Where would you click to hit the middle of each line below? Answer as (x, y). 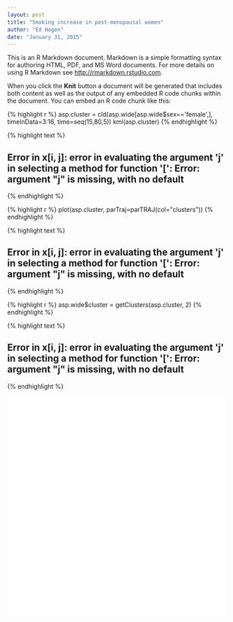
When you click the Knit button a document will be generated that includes (115, 86)
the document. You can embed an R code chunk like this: (89, 101)
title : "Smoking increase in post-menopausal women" (85, 22)
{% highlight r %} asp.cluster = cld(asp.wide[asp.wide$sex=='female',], (110, 115)
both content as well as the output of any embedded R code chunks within (114, 94)
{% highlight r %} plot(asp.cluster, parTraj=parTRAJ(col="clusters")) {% (110, 210)
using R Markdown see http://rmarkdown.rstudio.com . (85, 73)
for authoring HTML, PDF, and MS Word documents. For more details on (111, 65)
